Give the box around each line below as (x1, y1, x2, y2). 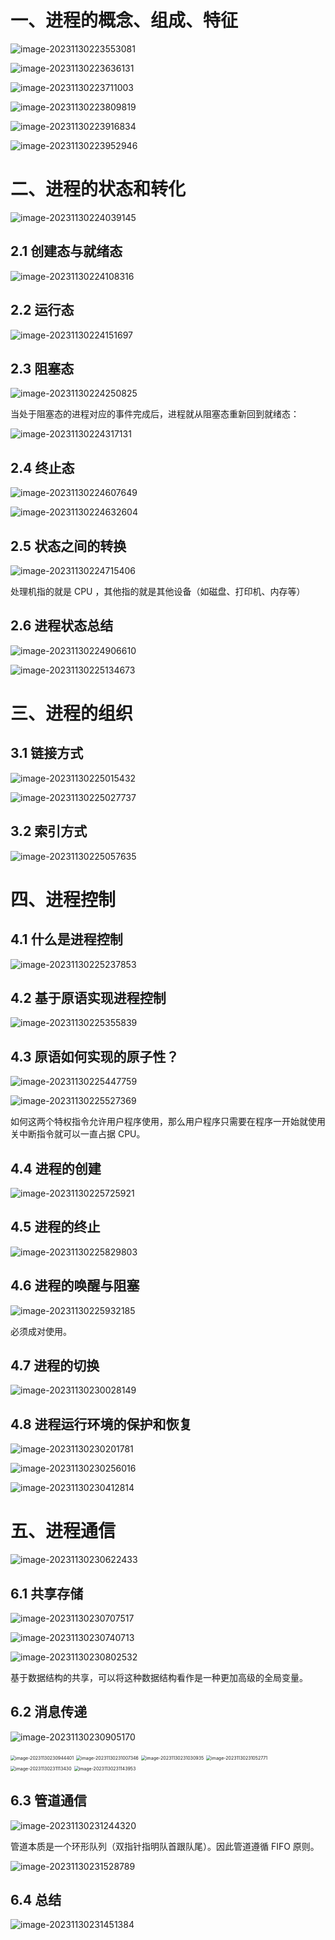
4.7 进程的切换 (10, 1357, 100, 1375)
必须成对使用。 (10, 1325, 72, 1337)
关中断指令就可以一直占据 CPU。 (10, 1128, 146, 1140)
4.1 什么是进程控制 (10, 931, 123, 948)
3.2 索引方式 (10, 823, 88, 840)
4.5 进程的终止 (10, 1219, 101, 1236)
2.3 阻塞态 (10, 360, 75, 377)
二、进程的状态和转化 (10, 178, 187, 201)
